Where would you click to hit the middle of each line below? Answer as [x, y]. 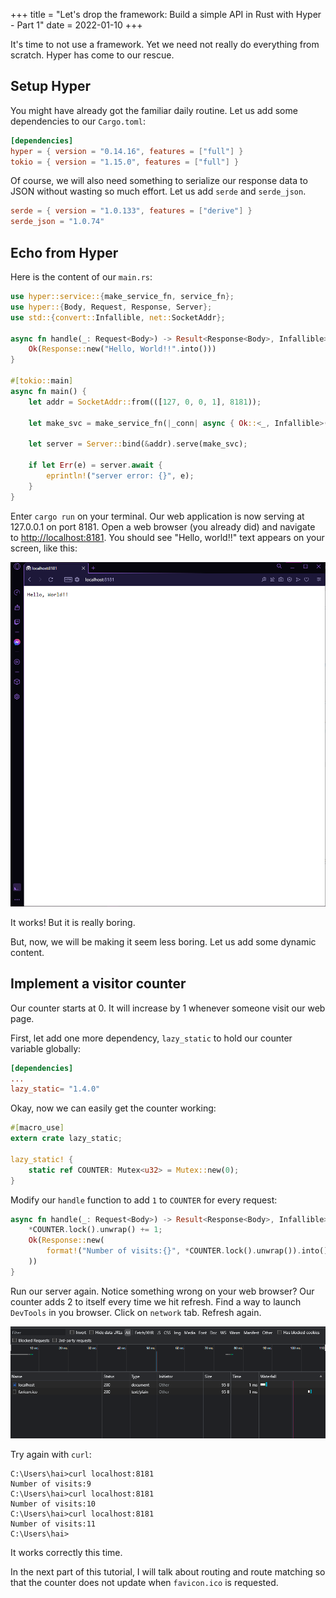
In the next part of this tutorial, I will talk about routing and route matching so [168, 1571]
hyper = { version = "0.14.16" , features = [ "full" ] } [127, 151]
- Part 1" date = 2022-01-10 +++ [76, 25]
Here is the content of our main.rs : [81, 277]
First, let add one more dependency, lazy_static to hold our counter [151, 1038]
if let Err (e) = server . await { [95, 465]
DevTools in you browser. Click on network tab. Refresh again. [136, 1312]
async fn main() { [48, 391]
